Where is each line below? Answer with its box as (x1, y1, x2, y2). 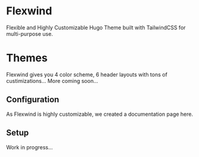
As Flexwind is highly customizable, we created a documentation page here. (6, 110, 194, 118)
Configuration (6, 94, 60, 105)
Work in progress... (6, 143, 53, 150)
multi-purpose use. (6, 30, 54, 37)
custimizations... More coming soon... (6, 77, 98, 84)
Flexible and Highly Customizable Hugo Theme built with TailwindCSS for (6, 24, 186, 31)
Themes (6, 51, 48, 65)
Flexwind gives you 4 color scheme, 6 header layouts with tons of (6, 70, 168, 78)
